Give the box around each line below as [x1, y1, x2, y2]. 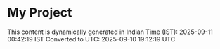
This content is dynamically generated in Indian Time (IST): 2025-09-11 [7, 28, 213, 36]
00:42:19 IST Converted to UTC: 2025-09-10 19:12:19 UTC [7, 35, 176, 43]
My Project [7, 5, 72, 21]
